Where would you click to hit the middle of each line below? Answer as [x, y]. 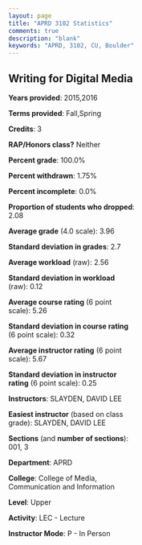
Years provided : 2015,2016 [53, 97]
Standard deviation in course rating [69, 326]
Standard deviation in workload [62, 278]
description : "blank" [45, 38]
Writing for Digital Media [71, 78]
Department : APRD [41, 462]
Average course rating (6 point [60, 302]
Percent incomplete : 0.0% [53, 191]
